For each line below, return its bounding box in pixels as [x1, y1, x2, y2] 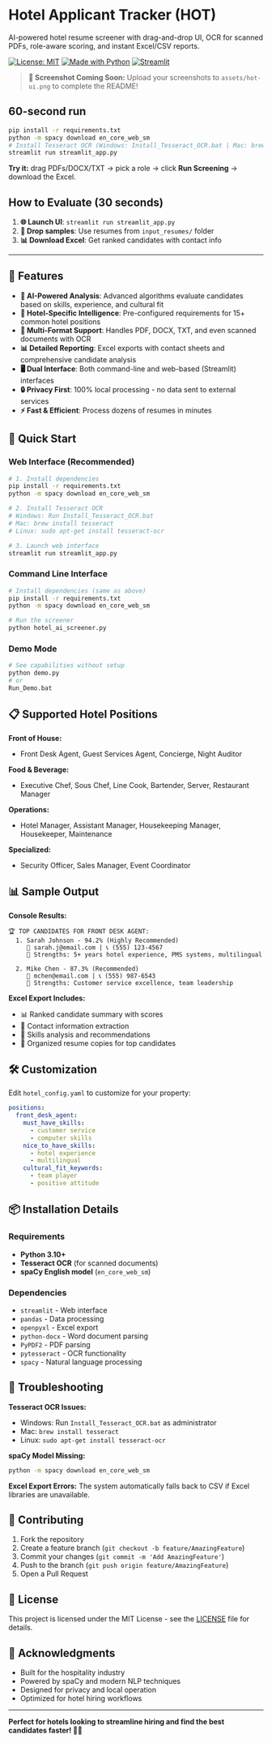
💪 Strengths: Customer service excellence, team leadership [26, 979, 233, 987]
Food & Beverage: [8, 764, 70, 774]
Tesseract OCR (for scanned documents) [19, 1258, 159, 1268]
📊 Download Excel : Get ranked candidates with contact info [19, 235, 223, 245]
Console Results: [8, 910, 67, 920]
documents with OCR [19, 334, 91, 344]
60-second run [8, 105, 87, 118]
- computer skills [29, 1133, 92, 1142]
